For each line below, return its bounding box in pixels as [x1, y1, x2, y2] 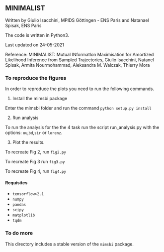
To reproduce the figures [5, 74, 67, 81]
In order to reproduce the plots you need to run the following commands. [5, 86, 154, 92]
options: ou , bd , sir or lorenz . [5, 129, 63, 136]
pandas [12, 202, 26, 207]
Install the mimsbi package [12, 96, 68, 102]
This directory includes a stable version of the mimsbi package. [5, 241, 134, 247]
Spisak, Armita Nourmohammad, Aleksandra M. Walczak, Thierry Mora [5, 62, 150, 68]
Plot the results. [12, 139, 45, 145]
